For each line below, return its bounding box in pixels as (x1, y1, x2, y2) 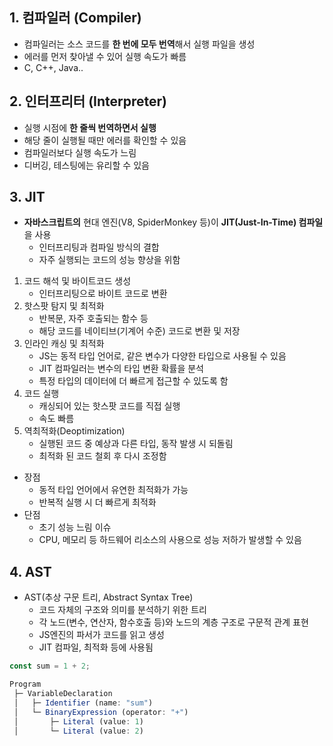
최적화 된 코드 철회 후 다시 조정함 (38, 450, 167, 462)
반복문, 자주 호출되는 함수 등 (38, 313, 149, 325)
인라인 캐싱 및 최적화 (23, 338, 105, 350)
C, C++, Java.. (23, 61, 84, 73)
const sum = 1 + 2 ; (9, 661, 91, 672)
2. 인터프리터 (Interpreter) (9, 93, 167, 110)
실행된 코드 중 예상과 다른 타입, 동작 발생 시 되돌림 (38, 438, 234, 450)
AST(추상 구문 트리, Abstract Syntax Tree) (23, 591, 194, 603)
